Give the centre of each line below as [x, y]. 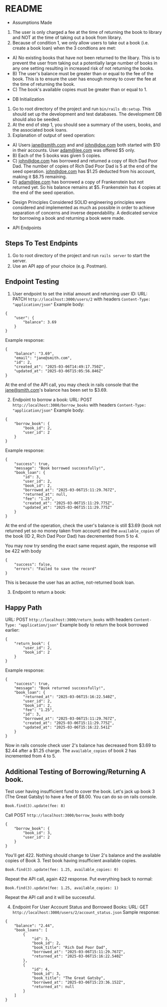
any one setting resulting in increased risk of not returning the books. [83, 68]
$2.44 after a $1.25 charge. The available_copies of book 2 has [71, 751]
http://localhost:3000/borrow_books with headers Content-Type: [79, 405]
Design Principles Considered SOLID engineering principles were [79, 202]
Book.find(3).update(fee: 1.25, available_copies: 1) [62, 888]
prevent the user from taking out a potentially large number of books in [85, 63]
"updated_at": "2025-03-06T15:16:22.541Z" [68, 727]
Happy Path [24, 608]
